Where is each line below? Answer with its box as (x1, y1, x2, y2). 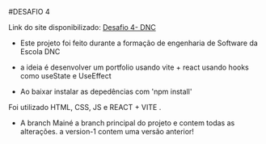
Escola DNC (19, 47, 61, 56)
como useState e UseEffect (19, 71, 112, 80)
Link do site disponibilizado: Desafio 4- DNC (8, 23, 156, 32)
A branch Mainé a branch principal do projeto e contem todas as (19, 118, 235, 128)
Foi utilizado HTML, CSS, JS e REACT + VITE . (8, 103, 162, 112)
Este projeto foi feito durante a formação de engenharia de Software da (19, 38, 259, 48)
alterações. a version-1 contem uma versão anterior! (19, 127, 194, 136)
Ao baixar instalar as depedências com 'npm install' (19, 87, 192, 96)
